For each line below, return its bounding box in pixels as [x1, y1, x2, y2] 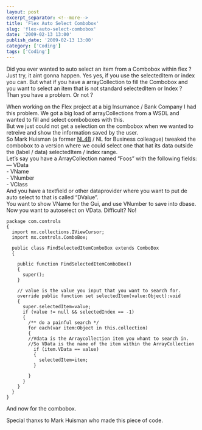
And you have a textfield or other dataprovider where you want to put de [6, 187, 187, 194]
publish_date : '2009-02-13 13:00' [6, 37, 94, 43]
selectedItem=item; [38, 357, 88, 363]
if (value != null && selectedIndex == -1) [22, 309, 135, 315]
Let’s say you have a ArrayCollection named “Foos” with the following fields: [6, 155, 197, 162]
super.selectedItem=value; [22, 303, 91, 309]
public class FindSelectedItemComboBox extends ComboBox [12, 245, 159, 251]
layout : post [6, 9, 40, 15]
